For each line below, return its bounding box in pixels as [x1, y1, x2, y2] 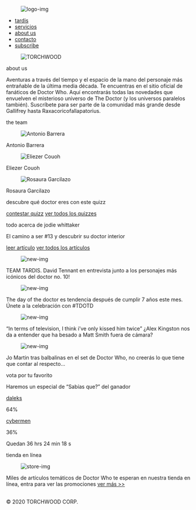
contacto [14, 36, 36, 42]
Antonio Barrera [6, 142, 45, 148]
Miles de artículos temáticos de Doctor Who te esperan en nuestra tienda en [6, 474, 191, 481]
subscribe [14, 42, 39, 49]
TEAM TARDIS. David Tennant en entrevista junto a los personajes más [6, 267, 177, 274]
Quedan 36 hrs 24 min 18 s [6, 440, 72, 447]
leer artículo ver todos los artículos [6, 244, 90, 251]
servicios [14, 24, 37, 30]
